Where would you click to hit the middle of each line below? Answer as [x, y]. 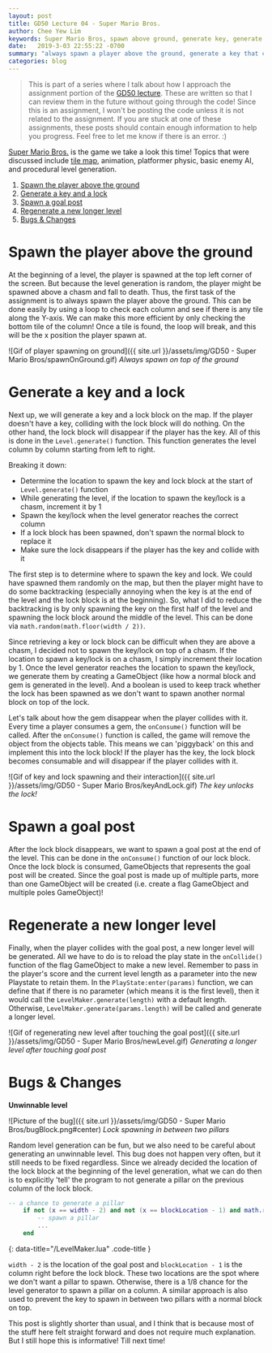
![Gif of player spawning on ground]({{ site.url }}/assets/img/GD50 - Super [132, 351]
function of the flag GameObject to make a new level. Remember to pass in [134, 965]
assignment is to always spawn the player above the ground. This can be [130, 300]
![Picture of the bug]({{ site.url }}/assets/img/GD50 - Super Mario [117, 1121]
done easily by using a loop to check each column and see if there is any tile [136, 309]
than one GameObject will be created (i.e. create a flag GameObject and [129, 884]
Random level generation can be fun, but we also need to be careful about [132, 1145]
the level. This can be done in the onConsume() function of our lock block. [130, 858]
